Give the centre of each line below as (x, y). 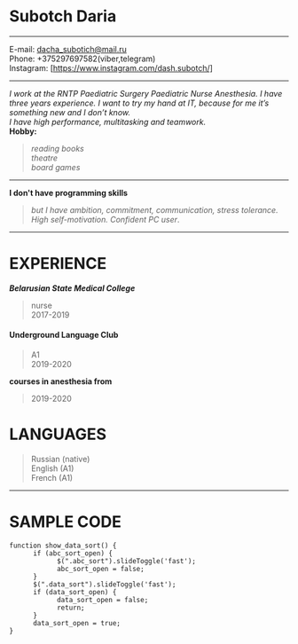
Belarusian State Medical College (72, 288)
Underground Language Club (64, 335)
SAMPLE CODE (66, 522)
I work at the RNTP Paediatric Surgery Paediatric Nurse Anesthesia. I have (146, 93)
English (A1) (52, 468)
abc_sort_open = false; (100, 569)
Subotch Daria (63, 16)
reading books (57, 148)
